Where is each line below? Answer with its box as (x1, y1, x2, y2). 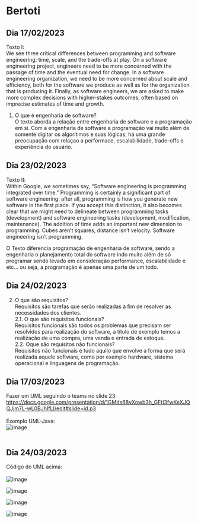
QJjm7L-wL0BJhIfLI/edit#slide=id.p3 (6, 405, 97, 412)
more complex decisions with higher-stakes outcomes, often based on (6, 94, 178, 101)
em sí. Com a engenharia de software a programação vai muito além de (14, 125, 190, 131)
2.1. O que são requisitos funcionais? (14, 315, 104, 322)
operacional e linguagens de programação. (14, 359, 120, 366)
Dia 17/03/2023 (6, 377, 65, 387)
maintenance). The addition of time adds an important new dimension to (6, 220, 183, 227)
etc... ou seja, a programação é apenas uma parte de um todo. (6, 263, 159, 271)
